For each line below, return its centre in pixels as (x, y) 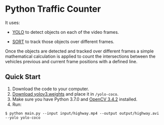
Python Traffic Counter (53, 9)
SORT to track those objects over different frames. (63, 41)
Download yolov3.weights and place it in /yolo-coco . (65, 94)
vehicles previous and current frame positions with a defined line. (71, 61)
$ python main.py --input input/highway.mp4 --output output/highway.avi (82, 113)
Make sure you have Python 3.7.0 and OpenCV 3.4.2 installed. (75, 99)
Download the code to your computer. (51, 89)
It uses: (13, 23)
